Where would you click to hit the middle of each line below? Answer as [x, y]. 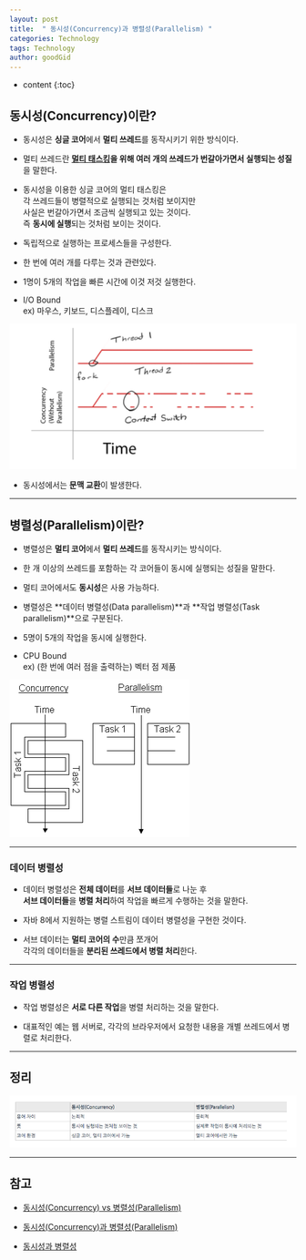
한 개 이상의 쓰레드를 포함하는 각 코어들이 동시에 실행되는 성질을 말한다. [149, 569]
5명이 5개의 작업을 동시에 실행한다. [85, 638]
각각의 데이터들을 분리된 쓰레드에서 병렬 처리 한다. [110, 951]
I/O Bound [41, 300]
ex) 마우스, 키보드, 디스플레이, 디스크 [88, 311]
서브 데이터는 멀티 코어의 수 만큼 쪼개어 [91, 939]
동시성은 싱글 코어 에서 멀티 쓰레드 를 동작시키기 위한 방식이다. [130, 139]
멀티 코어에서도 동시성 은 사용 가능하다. [91, 588]
